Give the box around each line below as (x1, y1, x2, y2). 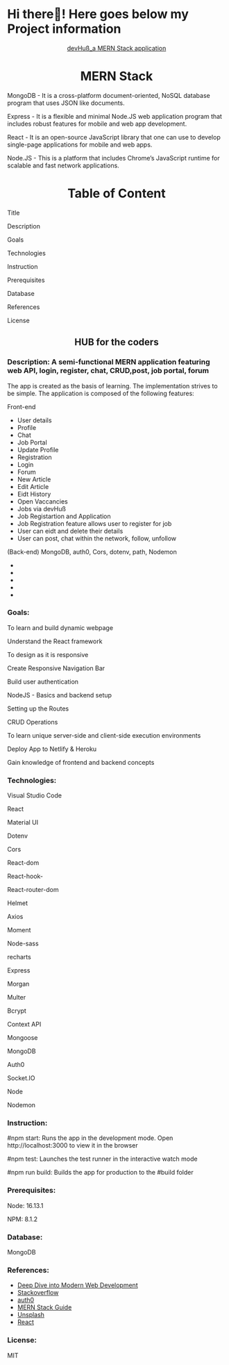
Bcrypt (7, 1007, 26, 1015)
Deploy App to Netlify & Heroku (7, 745, 97, 753)
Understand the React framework (7, 637, 103, 645)
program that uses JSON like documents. (7, 99, 125, 107)
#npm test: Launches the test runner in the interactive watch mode (7, 1155, 198, 1163)
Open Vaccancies (17, 497, 68, 506)
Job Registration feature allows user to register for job (17, 519, 172, 527)
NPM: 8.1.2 (7, 1215, 38, 1223)
